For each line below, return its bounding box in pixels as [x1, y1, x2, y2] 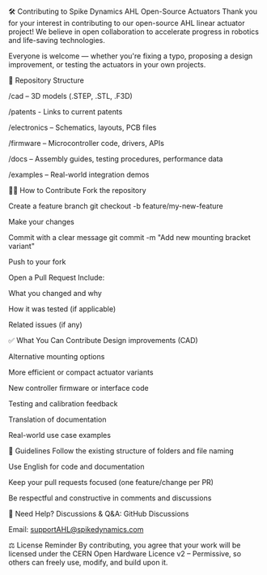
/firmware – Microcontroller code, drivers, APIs [8, 139, 164, 148]
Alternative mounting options [8, 352, 105, 361]
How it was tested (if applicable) [8, 304, 117, 314]
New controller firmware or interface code [8, 384, 149, 393]
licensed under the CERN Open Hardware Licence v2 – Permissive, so [8, 549, 241, 558]
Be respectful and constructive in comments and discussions [8, 493, 212, 503]
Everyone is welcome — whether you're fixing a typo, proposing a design [8, 51, 253, 61]
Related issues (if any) [8, 320, 83, 329]
